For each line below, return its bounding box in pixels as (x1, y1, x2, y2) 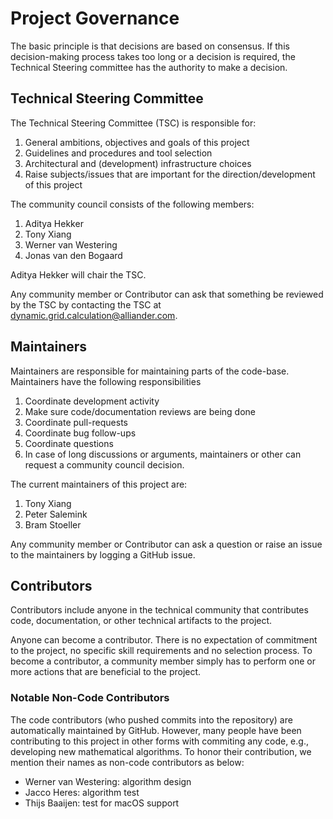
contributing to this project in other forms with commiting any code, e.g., (10, 735, 309, 747)
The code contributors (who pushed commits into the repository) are (10, 713, 293, 726)
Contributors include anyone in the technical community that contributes (10, 604, 309, 616)
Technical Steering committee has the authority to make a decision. (10, 61, 288, 73)
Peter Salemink (24, 508, 88, 520)
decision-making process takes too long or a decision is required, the (10, 50, 296, 62)
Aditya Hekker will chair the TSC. (10, 268, 147, 281)
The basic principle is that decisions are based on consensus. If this (10, 40, 290, 52)
